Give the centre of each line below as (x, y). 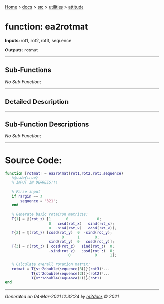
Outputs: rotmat (21, 50)
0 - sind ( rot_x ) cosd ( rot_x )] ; (83, 228)
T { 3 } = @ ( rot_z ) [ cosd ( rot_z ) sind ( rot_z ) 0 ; (63, 246)
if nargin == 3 (27, 196)
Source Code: (33, 160)
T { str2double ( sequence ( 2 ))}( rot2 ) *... (71, 273)
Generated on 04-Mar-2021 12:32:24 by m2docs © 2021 (62, 297)
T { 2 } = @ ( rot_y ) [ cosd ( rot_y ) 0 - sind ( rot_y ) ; (62, 232)
